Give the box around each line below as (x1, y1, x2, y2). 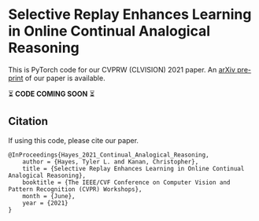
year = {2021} (22, 199, 68, 207)
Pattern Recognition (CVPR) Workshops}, (8, 185, 143, 193)
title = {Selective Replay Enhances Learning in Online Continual (22, 164, 245, 172)
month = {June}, (22, 192, 76, 200)
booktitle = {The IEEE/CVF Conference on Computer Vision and (22, 179, 231, 186)
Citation (8, 115, 49, 128)
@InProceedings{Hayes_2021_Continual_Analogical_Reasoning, (8, 151, 210, 159)
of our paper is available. (24, 73, 105, 83)
